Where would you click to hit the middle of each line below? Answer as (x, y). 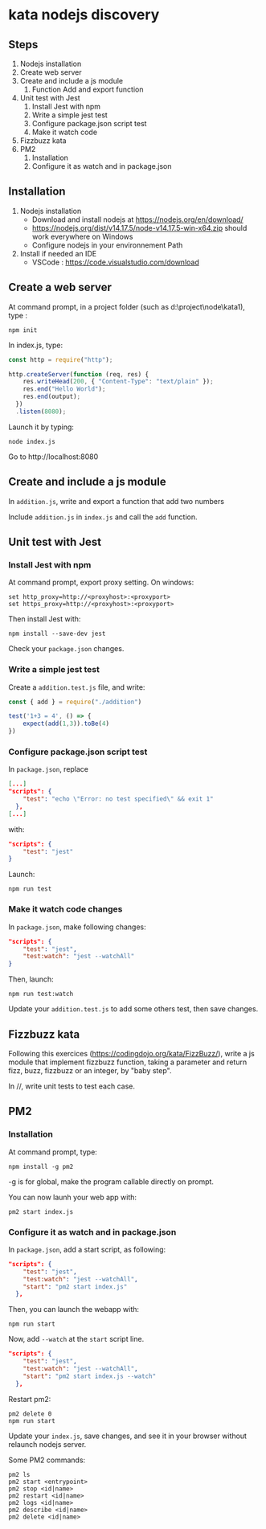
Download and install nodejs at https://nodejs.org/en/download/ (137, 219)
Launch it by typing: (41, 427)
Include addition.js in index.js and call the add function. (103, 517)
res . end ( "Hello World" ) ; (64, 389)
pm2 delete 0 (30, 1414)
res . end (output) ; (52, 397)
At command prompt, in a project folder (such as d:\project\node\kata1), (127, 306)
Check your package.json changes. (66, 649)
